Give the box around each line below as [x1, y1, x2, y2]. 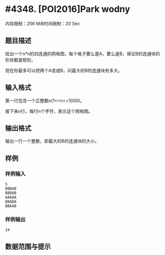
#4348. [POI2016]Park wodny [5, 3, 130, 15]
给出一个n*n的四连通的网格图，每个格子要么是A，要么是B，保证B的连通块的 [5, 51, 160, 57]
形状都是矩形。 [5, 57, 36, 63]
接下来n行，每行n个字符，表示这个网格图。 [5, 108, 93, 114]
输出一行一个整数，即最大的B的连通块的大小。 [5, 138, 100, 144]
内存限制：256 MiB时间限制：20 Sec [5, 20, 80, 26]
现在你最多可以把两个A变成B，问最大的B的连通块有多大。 [5, 67, 122, 73]
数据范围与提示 [5, 242, 51, 251]
